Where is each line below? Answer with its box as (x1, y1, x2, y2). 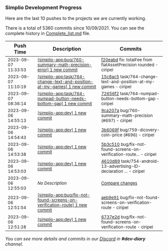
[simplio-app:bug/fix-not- (37, 192, 90, 198)
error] (37, 67, 49, 73)
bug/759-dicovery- (119, 127, 160, 133)
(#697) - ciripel (101, 118, 132, 124)
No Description (37, 180, 67, 186)
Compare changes (101, 180, 137, 186)
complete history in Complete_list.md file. (5, 31, 91, 37)
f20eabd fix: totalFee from (101, 57, 152, 63)
